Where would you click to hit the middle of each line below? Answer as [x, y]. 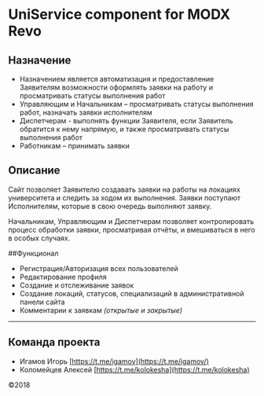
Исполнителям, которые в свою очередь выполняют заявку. [110, 206]
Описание [34, 170]
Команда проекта [54, 342]
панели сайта [42, 302]
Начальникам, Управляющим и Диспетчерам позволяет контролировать [131, 221]
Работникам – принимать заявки [74, 146]
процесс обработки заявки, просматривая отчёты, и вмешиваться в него [132, 229]
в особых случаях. [39, 238]
